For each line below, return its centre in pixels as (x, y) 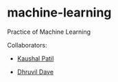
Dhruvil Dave (35, 72)
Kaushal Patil (35, 58)
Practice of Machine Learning (49, 32)
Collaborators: (27, 45)
